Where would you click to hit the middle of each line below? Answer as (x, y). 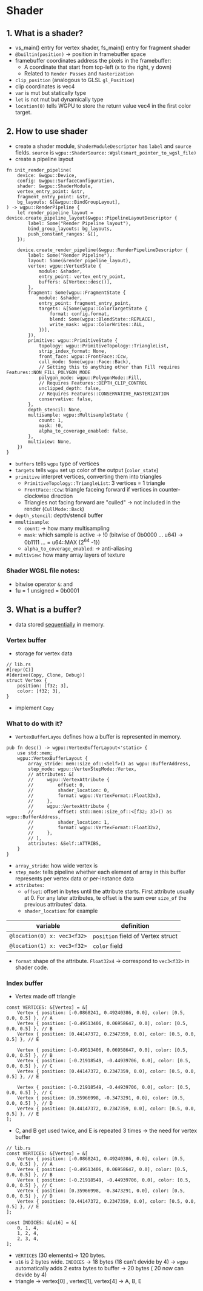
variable (48, 926)
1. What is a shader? (45, 33)
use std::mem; (35, 753)
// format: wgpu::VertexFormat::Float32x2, (95, 828)
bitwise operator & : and (44, 584)
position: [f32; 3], (43, 686)
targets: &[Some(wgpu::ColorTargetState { (93, 308)
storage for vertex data (44, 653)
